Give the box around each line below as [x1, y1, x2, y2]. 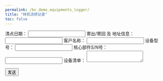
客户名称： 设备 [63, 38, 154, 44]
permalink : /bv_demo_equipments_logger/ [5, 7, 90, 12]
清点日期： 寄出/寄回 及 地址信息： [5, 31, 134, 37]
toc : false [5, 16, 28, 21]
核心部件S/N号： [73, 44, 108, 50]
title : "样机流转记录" [5, 12, 48, 17]
